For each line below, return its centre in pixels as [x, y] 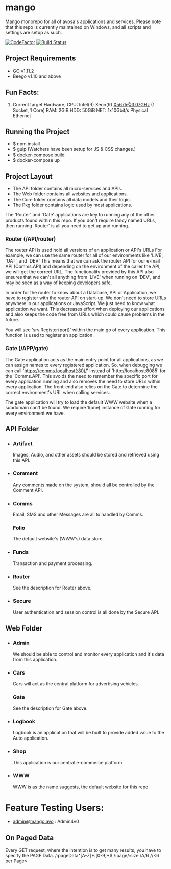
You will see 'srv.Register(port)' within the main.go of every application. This [86, 330]
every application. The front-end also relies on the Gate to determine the [81, 387]
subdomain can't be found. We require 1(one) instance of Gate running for [83, 407]
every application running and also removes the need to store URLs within [83, 381]
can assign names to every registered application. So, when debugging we [84, 365]
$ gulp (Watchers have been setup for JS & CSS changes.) [74, 149]
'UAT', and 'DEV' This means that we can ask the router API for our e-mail [83, 261]
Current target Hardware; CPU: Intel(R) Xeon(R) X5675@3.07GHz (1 [83, 104]
